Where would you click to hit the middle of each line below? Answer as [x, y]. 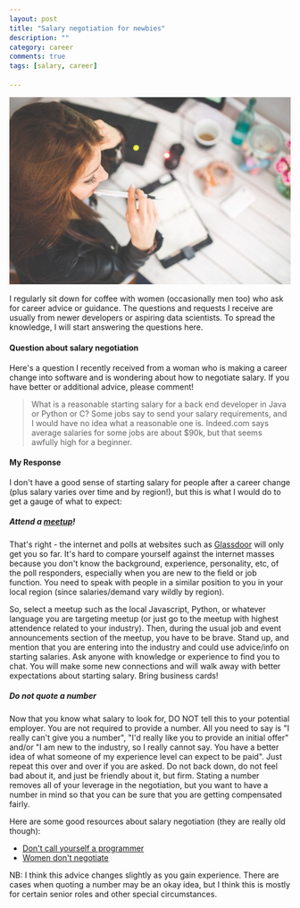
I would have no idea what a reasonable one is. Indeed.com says [150, 423]
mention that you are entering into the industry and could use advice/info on [149, 647]
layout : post [33, 19]
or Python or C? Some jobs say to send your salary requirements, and [159, 413]
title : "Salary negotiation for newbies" [87, 28]
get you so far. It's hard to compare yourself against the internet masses [142, 553]
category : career [42, 47]
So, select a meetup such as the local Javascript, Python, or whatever [137, 609]
